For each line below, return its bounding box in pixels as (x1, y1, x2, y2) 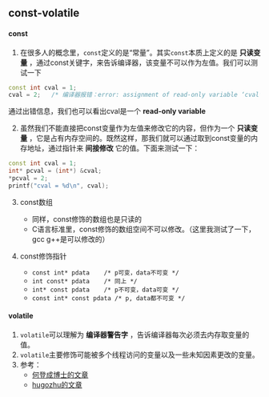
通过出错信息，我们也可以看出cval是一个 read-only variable (8, 106, 207, 116)
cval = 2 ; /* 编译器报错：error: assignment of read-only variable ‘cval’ (8, 91, 263, 99)
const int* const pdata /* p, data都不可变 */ (31, 294, 186, 303)
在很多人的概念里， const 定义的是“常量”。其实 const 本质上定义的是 (19, 47, 238, 57)
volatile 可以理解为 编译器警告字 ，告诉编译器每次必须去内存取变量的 (19, 330, 250, 339)
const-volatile (8, 6, 80, 20)
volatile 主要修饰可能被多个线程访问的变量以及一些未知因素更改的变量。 (19, 350, 260, 359)
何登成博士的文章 (31, 370, 89, 379)
